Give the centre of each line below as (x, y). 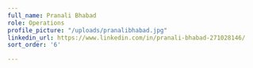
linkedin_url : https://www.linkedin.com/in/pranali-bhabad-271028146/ (126, 38)
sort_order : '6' (34, 45)
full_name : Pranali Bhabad (52, 15)
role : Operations (36, 23)
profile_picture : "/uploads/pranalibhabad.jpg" (88, 30)
